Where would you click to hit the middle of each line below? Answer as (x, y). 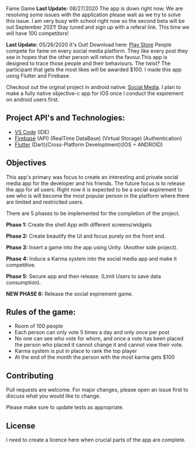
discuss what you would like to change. (53, 396)
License (21, 426)
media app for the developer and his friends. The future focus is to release (95, 183)
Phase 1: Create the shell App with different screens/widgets (79, 224)
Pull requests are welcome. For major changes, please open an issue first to (97, 390)
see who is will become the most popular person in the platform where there (98, 196)
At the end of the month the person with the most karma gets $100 (95, 357)
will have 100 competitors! (37, 33)
